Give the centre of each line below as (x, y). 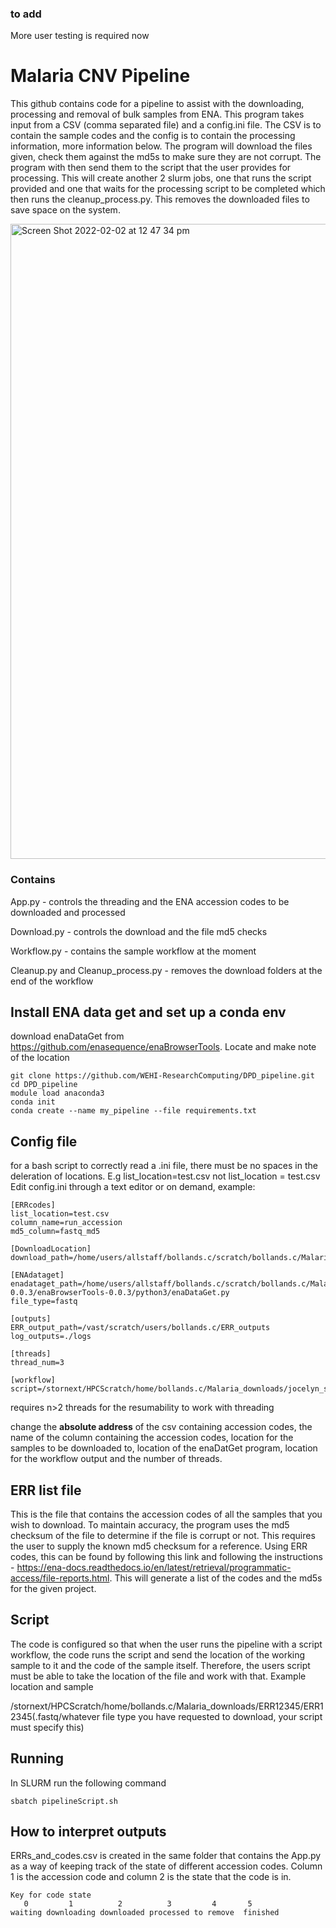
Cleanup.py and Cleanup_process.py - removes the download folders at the (166, 970)
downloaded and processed (68, 912)
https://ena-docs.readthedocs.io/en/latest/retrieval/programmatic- (154, 1567)
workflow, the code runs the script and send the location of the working (158, 1654)
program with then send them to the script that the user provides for (151, 168)
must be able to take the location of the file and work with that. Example (158, 1676)
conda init (33, 1102)
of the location (40, 1058)
